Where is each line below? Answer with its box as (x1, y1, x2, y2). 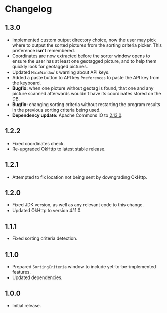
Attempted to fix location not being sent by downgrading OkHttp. (12, 173, 147, 180)
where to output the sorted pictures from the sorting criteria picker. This (12, 42, 162, 48)
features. (12, 269, 31, 275)
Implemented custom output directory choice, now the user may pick (12, 37, 156, 43)
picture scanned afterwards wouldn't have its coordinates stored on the (12, 91, 161, 96)
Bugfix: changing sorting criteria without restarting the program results (12, 101, 160, 107)
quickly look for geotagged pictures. (12, 64, 88, 69)
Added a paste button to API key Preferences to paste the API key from (12, 75, 160, 80)
